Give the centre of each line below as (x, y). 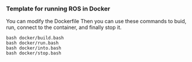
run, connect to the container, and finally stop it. (64, 27)
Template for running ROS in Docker (58, 9)
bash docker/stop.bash (34, 53)
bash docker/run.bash (32, 43)
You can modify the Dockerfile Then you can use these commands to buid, (96, 21)
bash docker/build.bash (35, 38)
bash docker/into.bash (34, 48)
